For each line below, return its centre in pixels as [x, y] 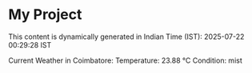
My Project [45, 15]
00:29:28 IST [30, 44]
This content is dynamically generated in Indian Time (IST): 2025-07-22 [126, 36]
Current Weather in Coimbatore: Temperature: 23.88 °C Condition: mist [125, 60]
